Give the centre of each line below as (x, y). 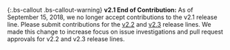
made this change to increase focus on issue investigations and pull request (115, 32)
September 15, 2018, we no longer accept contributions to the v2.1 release (112, 17)
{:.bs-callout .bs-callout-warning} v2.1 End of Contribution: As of (100, 10)
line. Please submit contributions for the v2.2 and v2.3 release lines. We (109, 24)
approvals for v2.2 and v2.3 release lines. (66, 39)
